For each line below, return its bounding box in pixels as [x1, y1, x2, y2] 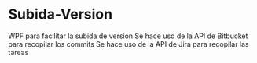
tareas [8, 47, 29, 57]
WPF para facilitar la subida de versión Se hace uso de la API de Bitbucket [8, 31, 248, 40]
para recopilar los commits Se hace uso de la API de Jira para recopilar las [8, 39, 249, 48]
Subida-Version [8, 5, 112, 23]
